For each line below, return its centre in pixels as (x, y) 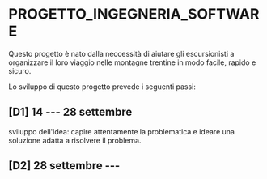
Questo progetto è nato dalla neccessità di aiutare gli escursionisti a (121, 53)
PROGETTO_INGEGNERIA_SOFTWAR (134, 14)
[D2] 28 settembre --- (64, 166)
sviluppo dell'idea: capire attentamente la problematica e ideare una (121, 131)
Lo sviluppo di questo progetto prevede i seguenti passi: (102, 87)
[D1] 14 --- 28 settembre (70, 112)
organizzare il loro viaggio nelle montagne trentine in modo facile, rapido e (132, 62)
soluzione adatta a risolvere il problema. (75, 140)
